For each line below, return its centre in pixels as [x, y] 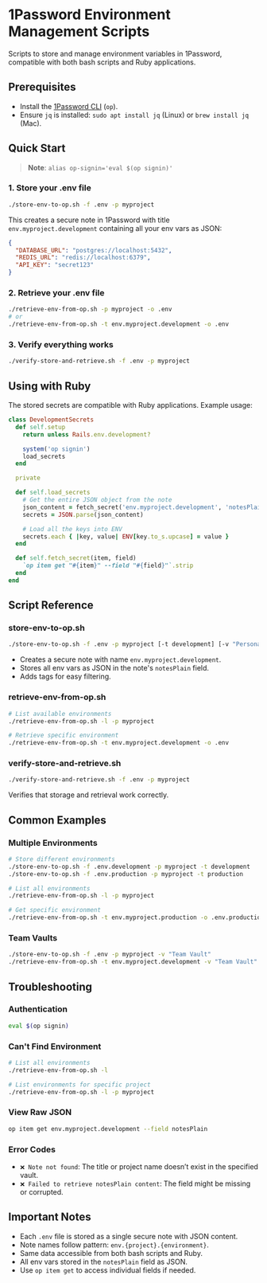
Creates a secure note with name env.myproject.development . [120, 659]
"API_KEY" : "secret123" [54, 265]
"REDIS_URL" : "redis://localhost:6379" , [83, 258]
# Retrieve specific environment [64, 735]
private [28, 478]
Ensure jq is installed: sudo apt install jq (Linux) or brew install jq [134, 115]
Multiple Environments [53, 843]
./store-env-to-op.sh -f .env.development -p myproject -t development [129, 866]
